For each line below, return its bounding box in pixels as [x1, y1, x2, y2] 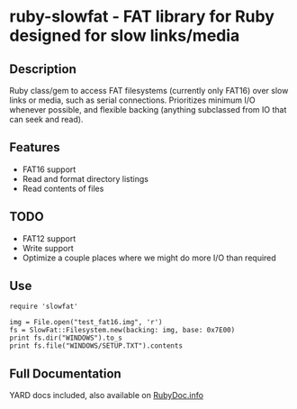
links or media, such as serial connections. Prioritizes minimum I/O [9, 95, 256, 105]
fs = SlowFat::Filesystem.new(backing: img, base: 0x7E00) [9, 326, 236, 335]
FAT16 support [22, 164, 76, 175]
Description [9, 61, 76, 77]
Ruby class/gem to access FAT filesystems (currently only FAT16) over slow [9, 86, 289, 95]
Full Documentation [9, 366, 121, 381]
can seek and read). [9, 114, 84, 124]
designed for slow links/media [9, 25, 240, 46]
